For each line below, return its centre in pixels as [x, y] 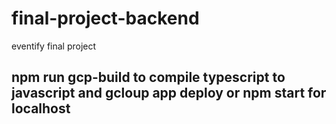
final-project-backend [105, 18]
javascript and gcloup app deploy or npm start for [169, 93]
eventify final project [54, 46]
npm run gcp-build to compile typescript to [148, 77]
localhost [41, 108]
